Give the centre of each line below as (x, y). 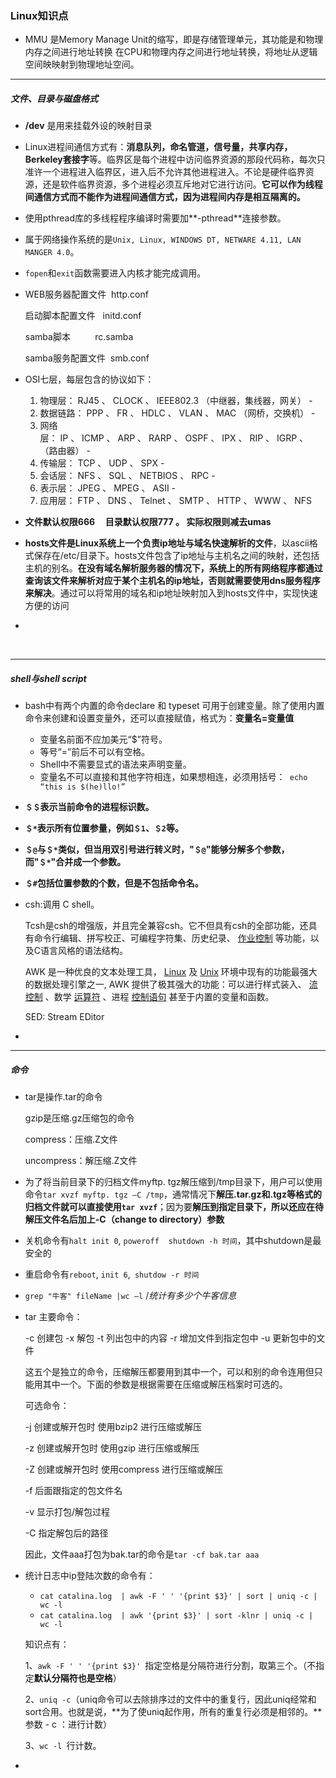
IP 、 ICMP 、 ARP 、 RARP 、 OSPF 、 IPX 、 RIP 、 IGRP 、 (184, 438)
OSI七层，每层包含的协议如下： (89, 379)
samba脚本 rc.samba (79, 337)
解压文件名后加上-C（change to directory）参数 (124, 1219)
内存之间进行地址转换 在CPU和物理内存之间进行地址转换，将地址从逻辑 (171, 52)
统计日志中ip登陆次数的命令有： (90, 1576)
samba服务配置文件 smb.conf (87, 358)
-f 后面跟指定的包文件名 (73, 1491)
